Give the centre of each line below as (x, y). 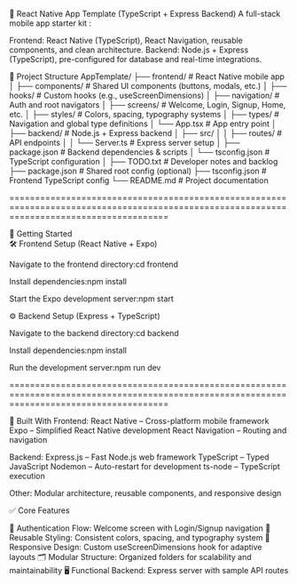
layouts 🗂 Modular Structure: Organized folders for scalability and (131, 557)
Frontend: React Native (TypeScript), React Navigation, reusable (126, 40)
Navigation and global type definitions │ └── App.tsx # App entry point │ (143, 124)
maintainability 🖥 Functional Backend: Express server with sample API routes (149, 570)
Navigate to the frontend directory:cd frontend (94, 264)
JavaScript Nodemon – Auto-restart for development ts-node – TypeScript (145, 466)
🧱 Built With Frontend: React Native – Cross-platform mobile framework (139, 421)
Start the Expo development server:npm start (92, 299)
